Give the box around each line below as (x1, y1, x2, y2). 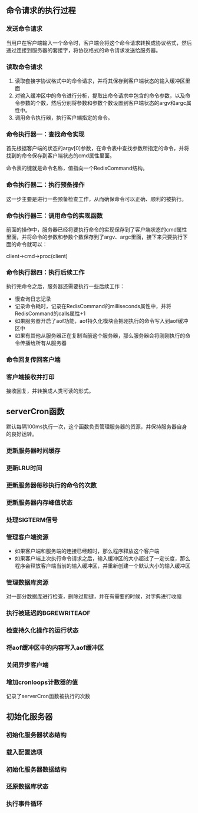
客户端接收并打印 (6, 373, 55, 381)
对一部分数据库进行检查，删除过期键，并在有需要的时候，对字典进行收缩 (6, 593, 181, 600)
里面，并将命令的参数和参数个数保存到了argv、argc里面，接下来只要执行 (6, 233, 183, 240)
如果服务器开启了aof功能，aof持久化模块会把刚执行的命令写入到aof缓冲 (14, 318, 189, 325)
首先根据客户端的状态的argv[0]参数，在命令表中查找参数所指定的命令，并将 (6, 145, 190, 152)
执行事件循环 (6, 800, 43, 808)
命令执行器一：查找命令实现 (6, 130, 85, 138)
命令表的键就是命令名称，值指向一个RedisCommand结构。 (6, 164, 148, 172)
